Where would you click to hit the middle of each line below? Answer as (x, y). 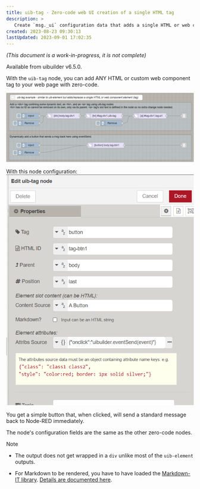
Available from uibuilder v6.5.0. (44, 67)
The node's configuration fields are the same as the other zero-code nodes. (99, 432)
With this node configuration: (42, 172)
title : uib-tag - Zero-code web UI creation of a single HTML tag (90, 12)
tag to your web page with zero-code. (53, 85)
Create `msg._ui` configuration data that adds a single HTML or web (102, 25)
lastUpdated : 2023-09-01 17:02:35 (49, 38)
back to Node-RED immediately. (45, 421)
